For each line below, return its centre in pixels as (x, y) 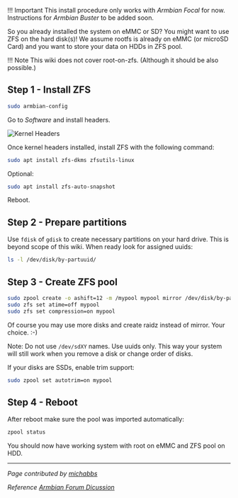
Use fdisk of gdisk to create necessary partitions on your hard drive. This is (118, 239)
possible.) (22, 68)
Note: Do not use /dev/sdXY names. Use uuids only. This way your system (115, 346)
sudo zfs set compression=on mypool (61, 311)
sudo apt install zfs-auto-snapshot (61, 187)
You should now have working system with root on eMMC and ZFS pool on (116, 446)
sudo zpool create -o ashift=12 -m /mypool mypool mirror (95, 298)
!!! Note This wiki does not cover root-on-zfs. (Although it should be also (113, 60)
